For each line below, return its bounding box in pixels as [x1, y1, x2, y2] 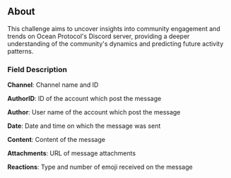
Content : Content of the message [7, 136, 106, 144]
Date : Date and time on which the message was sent [7, 121, 161, 130]
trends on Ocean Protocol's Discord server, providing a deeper [7, 32, 190, 40]
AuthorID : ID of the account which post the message [7, 95, 162, 103]
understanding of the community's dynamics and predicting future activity [7, 39, 224, 48]
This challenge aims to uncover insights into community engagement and [7, 24, 220, 32]
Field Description [7, 64, 67, 74]
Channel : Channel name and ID [7, 81, 99, 89]
